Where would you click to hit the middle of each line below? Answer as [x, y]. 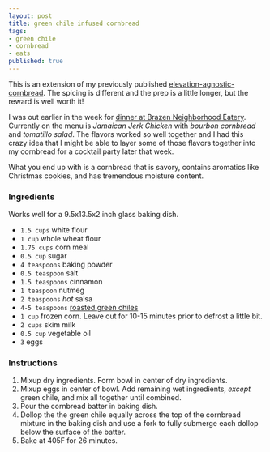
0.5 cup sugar [43, 256]
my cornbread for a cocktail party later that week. [91, 151]
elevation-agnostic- [202, 84]
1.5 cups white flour [54, 230]
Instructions [33, 363]
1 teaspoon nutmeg [52, 290]
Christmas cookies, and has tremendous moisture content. [106, 176]
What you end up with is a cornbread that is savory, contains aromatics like [134, 167]
